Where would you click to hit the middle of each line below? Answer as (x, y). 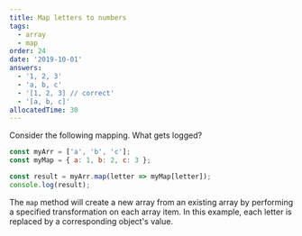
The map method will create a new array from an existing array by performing (151, 202)
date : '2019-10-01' (46, 59)
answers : (26, 68)
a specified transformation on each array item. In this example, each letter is (151, 212)
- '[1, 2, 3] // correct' (66, 93)
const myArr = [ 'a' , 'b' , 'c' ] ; (70, 152)
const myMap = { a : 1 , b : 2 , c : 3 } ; (80, 160)
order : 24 (28, 51)
